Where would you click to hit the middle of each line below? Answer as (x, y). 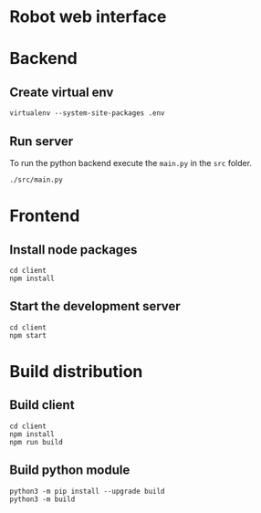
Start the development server (95, 306)
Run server (42, 141)
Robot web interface (88, 17)
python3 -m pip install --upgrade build (88, 491)
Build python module (70, 471)
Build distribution (76, 372)
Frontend (45, 216)
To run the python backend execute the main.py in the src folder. (131, 163)
